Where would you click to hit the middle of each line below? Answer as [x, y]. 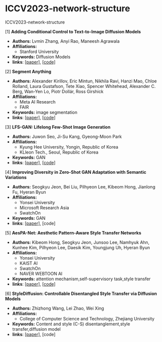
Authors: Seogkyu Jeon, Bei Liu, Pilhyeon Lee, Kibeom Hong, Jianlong [84, 186]
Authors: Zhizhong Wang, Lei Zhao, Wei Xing [58, 308]
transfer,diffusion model [36, 329]
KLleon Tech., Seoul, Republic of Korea [59, 152]
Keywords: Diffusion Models [41, 56]
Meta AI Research [38, 102]
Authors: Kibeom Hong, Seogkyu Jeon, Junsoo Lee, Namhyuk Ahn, [81, 242]
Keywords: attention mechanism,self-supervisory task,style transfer [81, 279]
